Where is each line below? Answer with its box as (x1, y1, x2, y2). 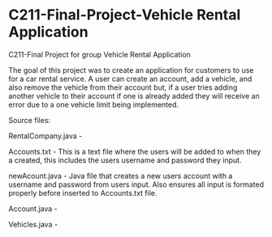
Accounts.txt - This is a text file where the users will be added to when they (8, 146, 261, 156)
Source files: (8, 115, 51, 125)
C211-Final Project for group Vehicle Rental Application (8, 49, 191, 59)
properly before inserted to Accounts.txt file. (8, 188, 158, 197)
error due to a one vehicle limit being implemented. (8, 99, 179, 109)
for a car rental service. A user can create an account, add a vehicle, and (8, 74, 253, 83)
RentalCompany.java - (8, 131, 83, 141)
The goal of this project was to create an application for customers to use (8, 65, 254, 74)
